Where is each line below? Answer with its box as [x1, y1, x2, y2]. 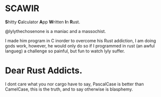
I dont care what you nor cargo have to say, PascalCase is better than [5, 81, 144, 87]
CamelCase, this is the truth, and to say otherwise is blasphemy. [5, 86, 133, 92]
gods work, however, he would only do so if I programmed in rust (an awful [5, 43, 155, 48]
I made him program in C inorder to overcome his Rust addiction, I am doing [5, 37, 156, 44]
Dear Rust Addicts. [5, 65, 82, 76]
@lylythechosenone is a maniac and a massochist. [5, 28, 106, 34]
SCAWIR [5, 3, 40, 14]
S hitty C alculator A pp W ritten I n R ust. [5, 19, 80, 25]
